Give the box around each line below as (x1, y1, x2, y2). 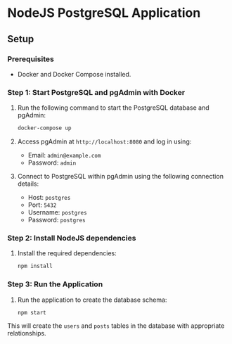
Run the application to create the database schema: (17, 295, 167, 304)
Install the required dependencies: (17, 249, 117, 257)
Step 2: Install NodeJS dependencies (7, 233, 136, 243)
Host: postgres (27, 193, 71, 202)
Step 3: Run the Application (7, 279, 103, 289)
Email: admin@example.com (27, 151, 101, 160)
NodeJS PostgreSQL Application (7, 5, 201, 21)
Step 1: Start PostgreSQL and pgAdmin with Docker (7, 87, 185, 97)
